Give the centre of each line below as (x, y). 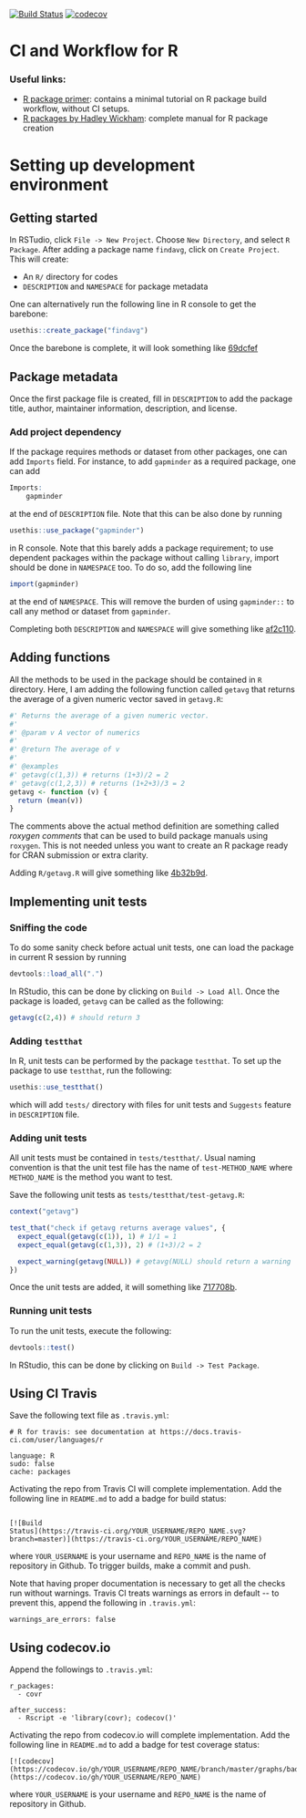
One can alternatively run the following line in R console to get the (133, 305)
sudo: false (32, 1464)
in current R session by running (68, 956)
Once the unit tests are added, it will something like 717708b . (123, 1287)
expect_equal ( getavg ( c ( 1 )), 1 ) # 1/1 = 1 (97, 1236)
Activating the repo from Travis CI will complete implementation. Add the (146, 1489)
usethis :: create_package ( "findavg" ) (79, 331)
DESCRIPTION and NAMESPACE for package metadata (115, 286)
